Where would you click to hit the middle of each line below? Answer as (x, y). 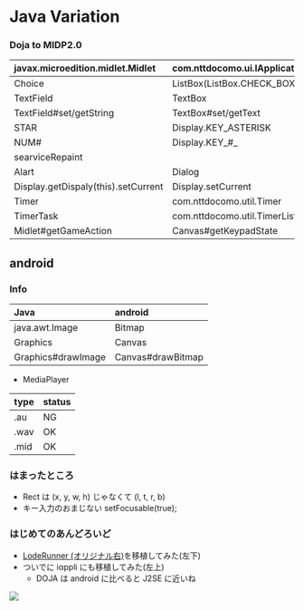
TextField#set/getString (64, 113)
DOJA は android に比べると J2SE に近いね (116, 578)
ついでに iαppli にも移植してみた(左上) (93, 566)
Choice (29, 83)
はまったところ (42, 476)
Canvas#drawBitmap (159, 357)
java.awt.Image (46, 328)
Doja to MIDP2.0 (46, 45)
